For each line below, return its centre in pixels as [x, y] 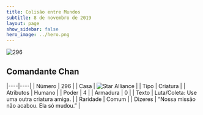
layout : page [23, 23]
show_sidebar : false [33, 29]
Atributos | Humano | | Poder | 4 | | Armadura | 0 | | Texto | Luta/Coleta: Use [102, 92]
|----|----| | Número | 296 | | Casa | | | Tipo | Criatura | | [96, 86]
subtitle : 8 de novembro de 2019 [49, 18]
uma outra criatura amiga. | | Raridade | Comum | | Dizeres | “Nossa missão [101, 99]
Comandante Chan [43, 71]
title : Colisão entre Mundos [43, 12]
